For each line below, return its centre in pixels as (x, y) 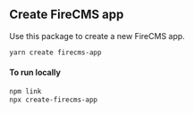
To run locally (35, 73)
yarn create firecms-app (55, 52)
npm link (25, 91)
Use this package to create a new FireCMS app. (97, 36)
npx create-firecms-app (54, 100)
